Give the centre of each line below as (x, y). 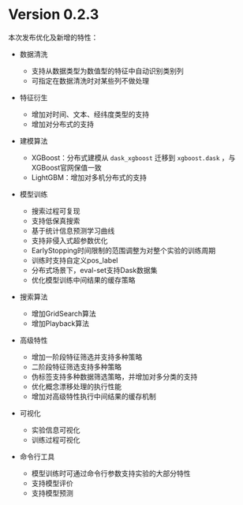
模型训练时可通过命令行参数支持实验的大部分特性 (111, 473)
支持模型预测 (52, 493)
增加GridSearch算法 (64, 313)
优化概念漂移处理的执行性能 (77, 386)
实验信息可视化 (56, 430)
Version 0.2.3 (54, 15)
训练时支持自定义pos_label (75, 260)
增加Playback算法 (60, 323)
